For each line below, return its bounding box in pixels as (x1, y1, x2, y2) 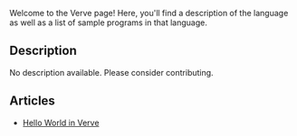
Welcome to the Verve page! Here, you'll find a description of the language (9, 8, 289, 18)
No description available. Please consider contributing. (9, 67, 215, 77)
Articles (9, 94, 56, 109)
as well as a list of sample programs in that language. (9, 17, 208, 28)
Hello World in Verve (22, 117, 100, 128)
